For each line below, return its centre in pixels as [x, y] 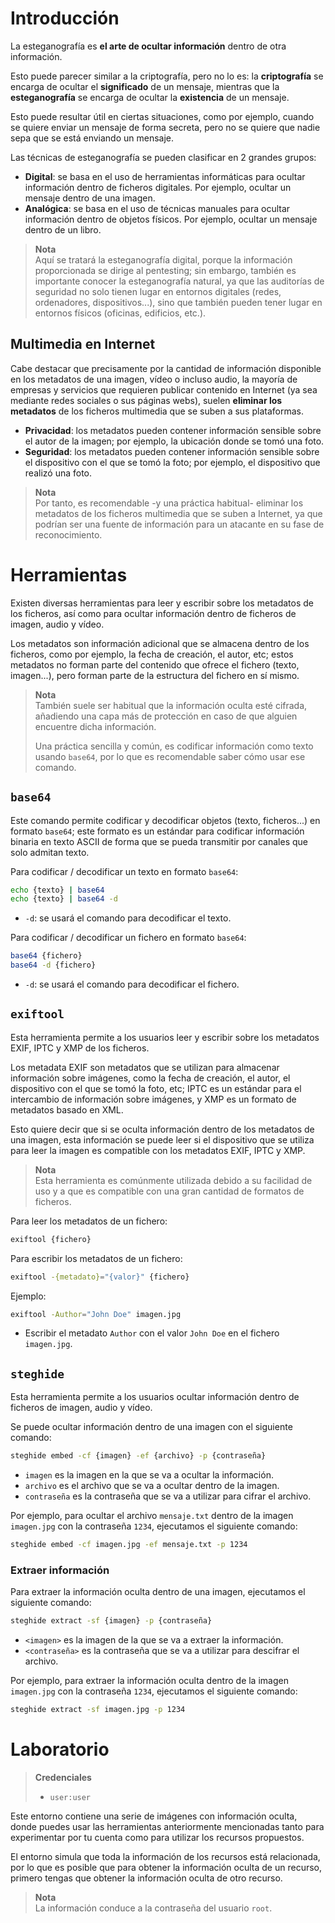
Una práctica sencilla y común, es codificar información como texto [174, 746]
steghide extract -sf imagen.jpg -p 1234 [98, 1710]
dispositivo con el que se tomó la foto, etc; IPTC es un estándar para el [156, 1088]
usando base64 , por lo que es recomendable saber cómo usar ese [170, 756]
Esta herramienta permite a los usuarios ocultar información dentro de [155, 1397]
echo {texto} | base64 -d [64, 899]
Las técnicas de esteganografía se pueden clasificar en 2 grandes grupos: [163, 157]
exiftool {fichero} [51, 1239]
